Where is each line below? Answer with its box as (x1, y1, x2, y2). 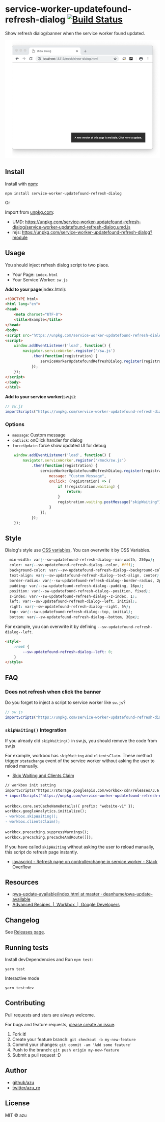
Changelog (5, 916, 40, 924)
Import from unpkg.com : (5, 209, 55, 215)
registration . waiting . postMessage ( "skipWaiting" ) (57, 500, 162, 504)
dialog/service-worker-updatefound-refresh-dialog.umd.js (12, 224, 131, 230)
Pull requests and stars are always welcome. (5, 1012, 95, 1018)
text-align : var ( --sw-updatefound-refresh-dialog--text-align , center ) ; (9, 573, 162, 578)
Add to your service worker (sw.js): (5, 394, 77, 400)
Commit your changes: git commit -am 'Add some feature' (12, 1042, 133, 1047)
